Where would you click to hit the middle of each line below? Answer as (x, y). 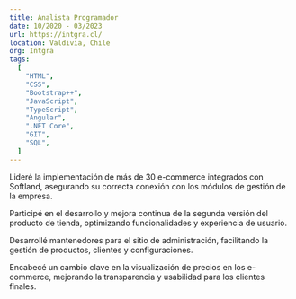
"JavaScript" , (52, 101)
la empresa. (31, 196)
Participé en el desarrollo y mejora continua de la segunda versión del (139, 213)
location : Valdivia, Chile (60, 43)
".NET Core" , (50, 127)
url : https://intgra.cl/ (56, 34)
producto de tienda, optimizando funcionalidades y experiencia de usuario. (148, 223)
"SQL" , (38, 143)
